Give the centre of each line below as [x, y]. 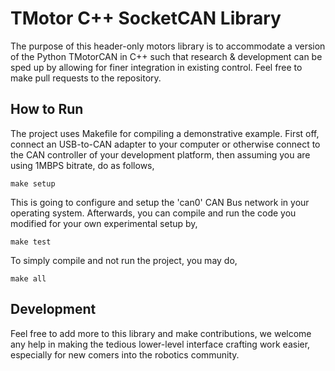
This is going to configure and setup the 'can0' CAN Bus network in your [160, 202]
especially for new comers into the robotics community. [125, 354]
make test [31, 242]
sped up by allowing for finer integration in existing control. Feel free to [156, 67]
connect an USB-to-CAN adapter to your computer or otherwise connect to [165, 144]
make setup [33, 183]
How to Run [47, 109]
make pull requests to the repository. [86, 78]
